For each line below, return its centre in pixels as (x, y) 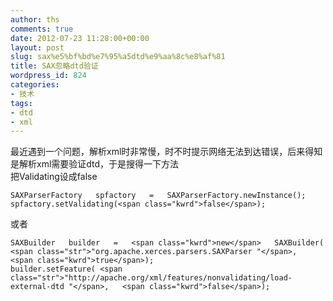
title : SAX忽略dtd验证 (54, 66)
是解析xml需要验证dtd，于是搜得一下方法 (95, 164)
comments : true (42, 29)
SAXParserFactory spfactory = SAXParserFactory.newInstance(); (158, 196)
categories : (35, 85)
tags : (21, 103)
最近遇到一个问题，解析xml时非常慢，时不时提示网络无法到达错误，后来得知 (166, 152)
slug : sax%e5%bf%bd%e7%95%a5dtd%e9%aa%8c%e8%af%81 (118, 57)
